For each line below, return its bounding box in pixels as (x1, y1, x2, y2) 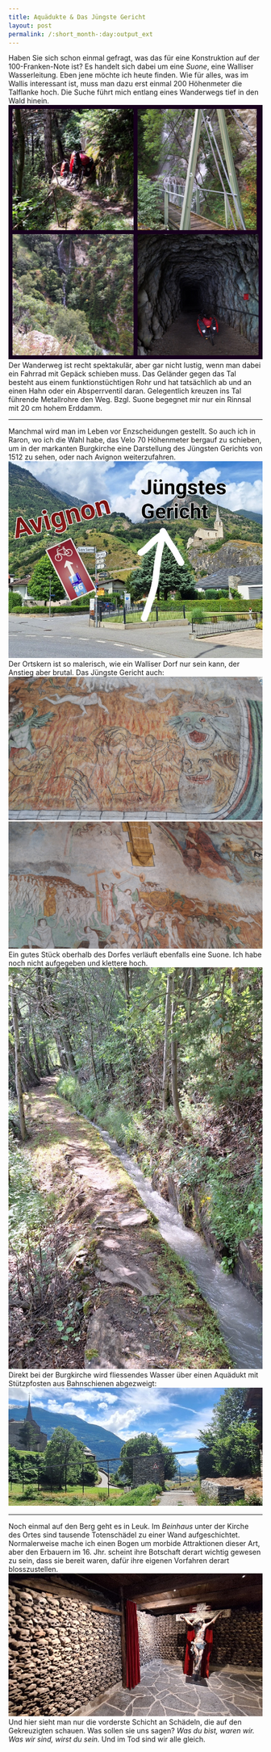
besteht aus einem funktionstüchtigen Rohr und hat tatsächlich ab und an (8, 378, 252, 388)
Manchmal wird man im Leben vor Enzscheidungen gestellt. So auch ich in (8, 426, 256, 436)
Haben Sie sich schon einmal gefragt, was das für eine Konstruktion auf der (8, 53, 260, 63)
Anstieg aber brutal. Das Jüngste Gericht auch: (8, 668, 165, 677)
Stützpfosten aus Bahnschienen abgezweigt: (8, 1379, 157, 1389)
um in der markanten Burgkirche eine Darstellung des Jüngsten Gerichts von (8, 444, 263, 454)
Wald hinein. (8, 96, 50, 106)
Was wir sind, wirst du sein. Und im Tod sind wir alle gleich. (8, 1734, 206, 1744)
